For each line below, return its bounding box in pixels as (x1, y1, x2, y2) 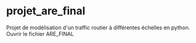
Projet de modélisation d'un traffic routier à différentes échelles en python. (6, 24, 191, 31)
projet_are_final (6, 4, 86, 18)
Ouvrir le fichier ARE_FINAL (6, 30, 74, 37)
